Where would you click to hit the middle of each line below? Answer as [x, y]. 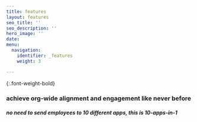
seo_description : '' [32, 28]
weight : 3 [29, 61]
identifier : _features [45, 56]
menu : [13, 45]
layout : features [28, 17]
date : [13, 39]
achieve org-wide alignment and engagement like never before [99, 98]
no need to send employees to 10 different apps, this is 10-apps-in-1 [92, 113]
